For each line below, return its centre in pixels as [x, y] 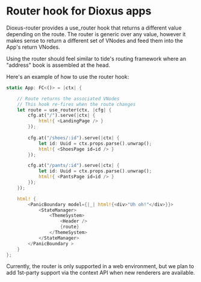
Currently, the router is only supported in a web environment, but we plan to [100, 266]
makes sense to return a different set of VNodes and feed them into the [95, 40]
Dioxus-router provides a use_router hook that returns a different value [94, 28]
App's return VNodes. [33, 47]
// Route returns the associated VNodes [68, 99]
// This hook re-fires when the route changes [76, 104]
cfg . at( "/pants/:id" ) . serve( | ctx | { [74, 166]
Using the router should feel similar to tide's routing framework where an [96, 58]
